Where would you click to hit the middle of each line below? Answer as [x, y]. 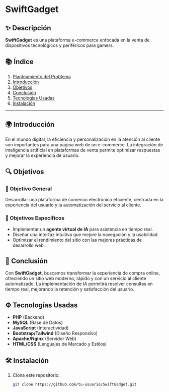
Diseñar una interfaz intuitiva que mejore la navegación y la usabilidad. [86, 234]
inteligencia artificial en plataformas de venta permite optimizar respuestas [83, 150]
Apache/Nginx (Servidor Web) [45, 339]
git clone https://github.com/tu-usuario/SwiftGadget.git [74, 384]
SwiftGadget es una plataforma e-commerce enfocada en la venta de [77, 40]
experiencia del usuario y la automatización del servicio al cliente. [73, 205]
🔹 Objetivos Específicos [35, 218]
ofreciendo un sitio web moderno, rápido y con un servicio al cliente [76, 278]
